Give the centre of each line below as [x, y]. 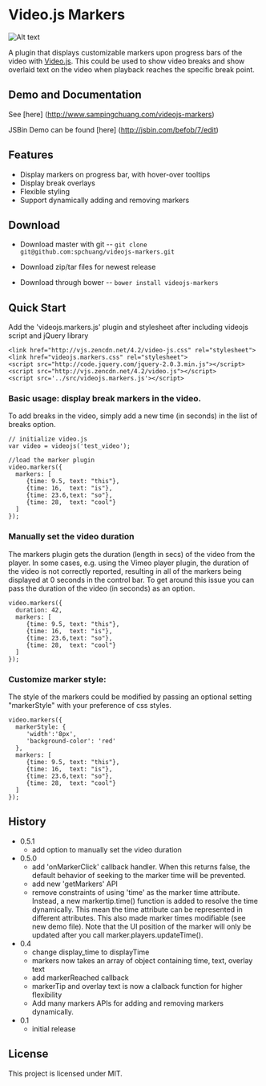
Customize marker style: [57, 679]
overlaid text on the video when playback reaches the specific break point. [131, 69]
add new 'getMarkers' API [75, 884]
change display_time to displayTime [91, 952]
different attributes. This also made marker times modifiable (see [139, 917]
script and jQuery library [48, 336]
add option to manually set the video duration [107, 849]
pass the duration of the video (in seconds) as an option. [102, 588]
